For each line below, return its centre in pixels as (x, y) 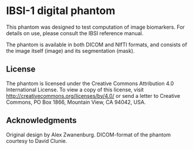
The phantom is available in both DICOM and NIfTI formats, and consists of (97, 45)
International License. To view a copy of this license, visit (75, 90)
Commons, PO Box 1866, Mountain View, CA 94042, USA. (76, 102)
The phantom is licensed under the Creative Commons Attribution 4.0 (90, 83)
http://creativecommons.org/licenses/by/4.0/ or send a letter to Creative (93, 96)
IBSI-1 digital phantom (61, 11)
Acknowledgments (42, 120)
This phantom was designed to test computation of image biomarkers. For (95, 27)
